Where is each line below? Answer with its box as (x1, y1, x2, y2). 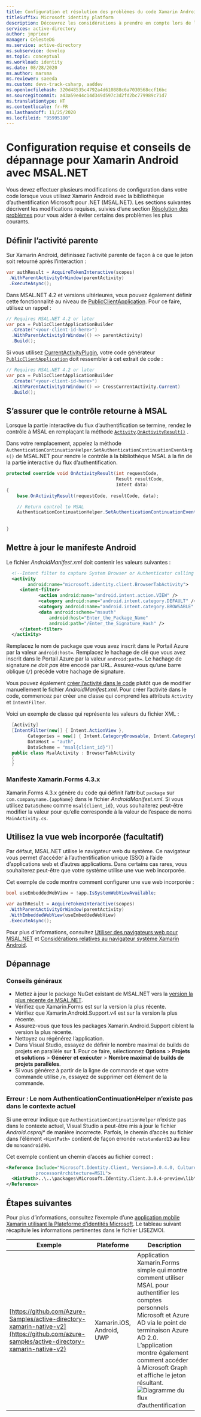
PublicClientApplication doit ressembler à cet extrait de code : (6, 355, 163, 362)
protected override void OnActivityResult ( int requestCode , (6, 471, 160, 477)
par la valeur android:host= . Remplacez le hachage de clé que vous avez (6, 649, 186, 656)
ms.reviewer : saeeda (6, 76, 58, 82)
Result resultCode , (115, 476, 165, 482)
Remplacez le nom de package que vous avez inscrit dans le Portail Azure (6, 642, 188, 650)
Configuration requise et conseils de (6, 140, 191, 154)
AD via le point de (136, 1319, 187, 1327)
